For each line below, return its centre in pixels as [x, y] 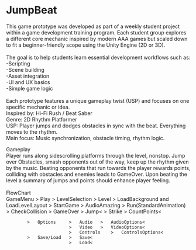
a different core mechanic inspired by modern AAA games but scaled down [97, 39]
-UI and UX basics [28, 82]
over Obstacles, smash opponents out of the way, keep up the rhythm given [97, 162]
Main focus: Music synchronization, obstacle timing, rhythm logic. [85, 138]
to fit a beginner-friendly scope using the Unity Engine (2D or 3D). [86, 45]
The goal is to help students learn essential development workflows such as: [98, 57]
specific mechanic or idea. [38, 107]
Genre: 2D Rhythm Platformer [42, 119]
